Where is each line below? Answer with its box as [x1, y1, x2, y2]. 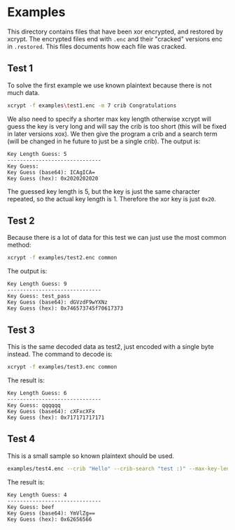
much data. [7, 88, 40, 96]
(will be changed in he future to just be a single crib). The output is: [7, 137, 201, 145]
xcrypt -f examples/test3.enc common [7, 364, 117, 371]
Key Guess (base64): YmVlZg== [7, 510, 96, 517]
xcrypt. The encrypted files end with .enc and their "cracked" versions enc [7, 34, 222, 43]
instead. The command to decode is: [7, 350, 113, 359]
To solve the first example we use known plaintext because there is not [7, 81, 212, 89]
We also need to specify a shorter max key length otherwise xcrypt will [7, 115, 212, 123]
